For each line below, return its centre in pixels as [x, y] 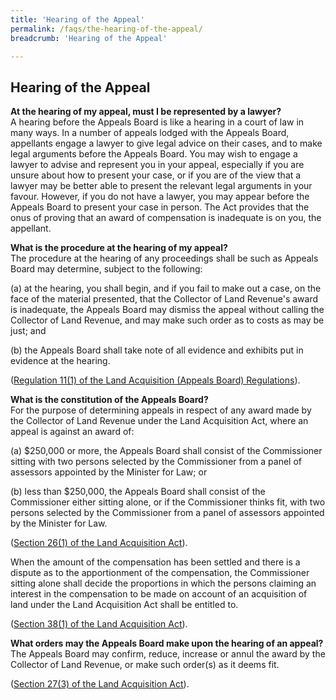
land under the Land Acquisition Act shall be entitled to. [124, 605]
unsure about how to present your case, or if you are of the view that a [156, 175]
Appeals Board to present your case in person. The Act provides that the [160, 207]
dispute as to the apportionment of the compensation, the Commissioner [160, 573]
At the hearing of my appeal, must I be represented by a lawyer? [146, 112]
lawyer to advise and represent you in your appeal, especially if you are [157, 165]
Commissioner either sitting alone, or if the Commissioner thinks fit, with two [168, 502]
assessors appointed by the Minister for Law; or [109, 472]
